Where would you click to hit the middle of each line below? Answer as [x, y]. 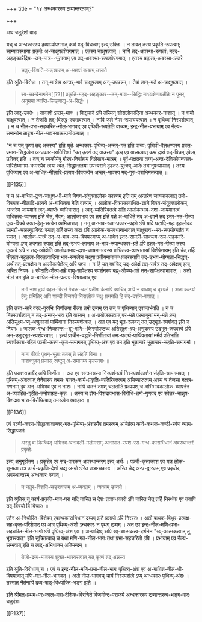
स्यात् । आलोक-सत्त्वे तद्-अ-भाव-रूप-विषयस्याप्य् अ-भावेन [62, 237]
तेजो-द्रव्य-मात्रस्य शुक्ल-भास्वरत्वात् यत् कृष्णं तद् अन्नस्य [73, 557]
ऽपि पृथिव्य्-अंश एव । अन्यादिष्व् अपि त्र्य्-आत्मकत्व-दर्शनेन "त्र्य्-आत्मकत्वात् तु [117, 531]
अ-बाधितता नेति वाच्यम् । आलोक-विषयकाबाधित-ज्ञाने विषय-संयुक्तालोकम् [118, 203]
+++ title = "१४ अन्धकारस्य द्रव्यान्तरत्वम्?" [50, 9]
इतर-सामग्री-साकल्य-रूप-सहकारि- [152, 237]
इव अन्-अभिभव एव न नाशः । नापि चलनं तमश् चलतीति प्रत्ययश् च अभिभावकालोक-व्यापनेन [105, 387]
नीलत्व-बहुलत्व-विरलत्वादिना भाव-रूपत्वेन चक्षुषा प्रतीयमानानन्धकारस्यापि [73, 257]
